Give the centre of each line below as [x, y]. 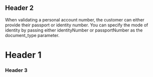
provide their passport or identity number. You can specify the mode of [76, 25]
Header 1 [23, 55]
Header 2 [20, 8]
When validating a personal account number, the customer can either [75, 19]
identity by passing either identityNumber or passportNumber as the [74, 30]
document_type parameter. [32, 35]
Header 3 [16, 70]
